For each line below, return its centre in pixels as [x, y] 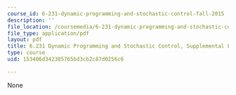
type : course [26, 53]
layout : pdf [25, 40]
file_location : [29, 27]
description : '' [31, 20]
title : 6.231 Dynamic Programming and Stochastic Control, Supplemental [116, 46]
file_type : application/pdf [48, 33]
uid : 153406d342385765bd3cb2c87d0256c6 [66, 59]
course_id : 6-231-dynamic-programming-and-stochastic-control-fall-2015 [116, 14]
